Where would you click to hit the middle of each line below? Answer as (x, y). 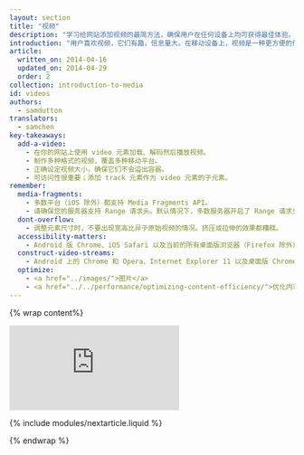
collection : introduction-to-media (76, 85)
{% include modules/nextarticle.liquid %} (86, 422)
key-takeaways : (38, 136)
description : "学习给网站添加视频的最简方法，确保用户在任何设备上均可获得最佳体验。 (152, 34)
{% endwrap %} (39, 441)
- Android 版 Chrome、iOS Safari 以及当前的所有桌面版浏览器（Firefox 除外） (163, 245)
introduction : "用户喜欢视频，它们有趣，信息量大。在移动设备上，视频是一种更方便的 (151, 43)
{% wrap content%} (47, 312)
